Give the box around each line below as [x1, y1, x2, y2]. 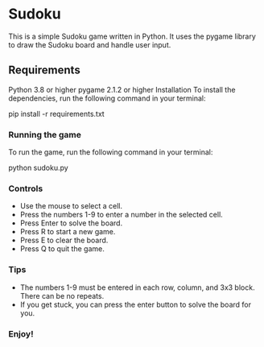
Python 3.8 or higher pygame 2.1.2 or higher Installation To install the [8, 85, 236, 94]
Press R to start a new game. [19, 227, 116, 237]
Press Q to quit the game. [19, 244, 105, 254]
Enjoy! [8, 328, 34, 339]
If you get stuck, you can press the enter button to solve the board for [19, 299, 252, 309]
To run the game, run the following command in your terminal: [8, 147, 213, 157]
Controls [8, 183, 43, 194]
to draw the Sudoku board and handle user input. [8, 39, 171, 49]
